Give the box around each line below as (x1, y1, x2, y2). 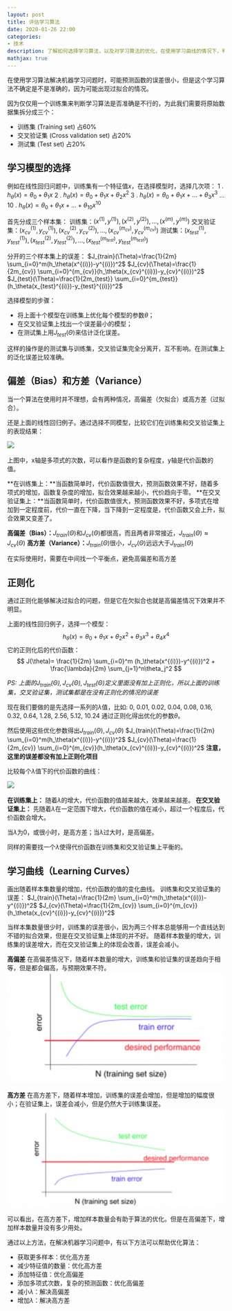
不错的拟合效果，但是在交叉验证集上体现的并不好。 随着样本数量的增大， (7, 932, 215, 940)
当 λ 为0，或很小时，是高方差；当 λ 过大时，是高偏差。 (7, 828, 158, 836)
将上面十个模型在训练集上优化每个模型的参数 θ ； (17, 311, 155, 319)
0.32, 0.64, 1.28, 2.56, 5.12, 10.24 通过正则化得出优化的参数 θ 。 (7, 712, 184, 720)
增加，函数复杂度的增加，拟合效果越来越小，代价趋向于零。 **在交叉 (25, 488, 221, 496)
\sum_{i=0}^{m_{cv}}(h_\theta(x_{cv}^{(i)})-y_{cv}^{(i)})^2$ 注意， (37, 744, 224, 752)
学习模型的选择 (7, 162, 71, 174)
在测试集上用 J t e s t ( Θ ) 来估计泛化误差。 (17, 328, 124, 338)
